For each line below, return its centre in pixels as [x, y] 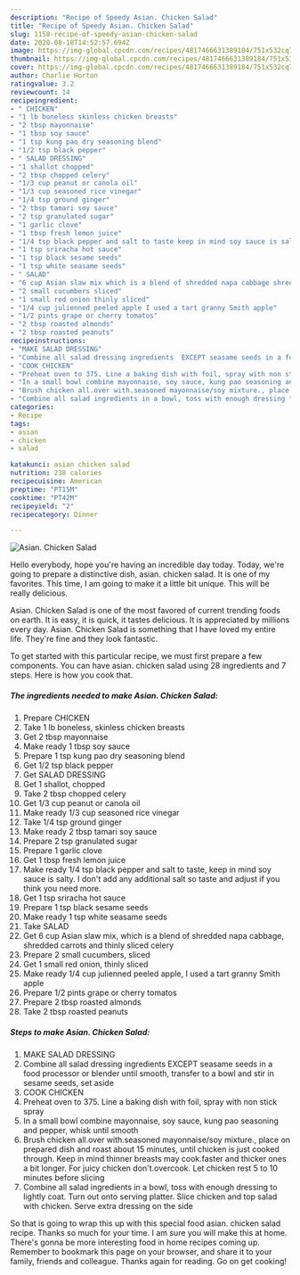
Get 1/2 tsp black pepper [68, 765]
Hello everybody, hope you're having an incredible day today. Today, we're [147, 565]
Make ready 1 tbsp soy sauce [77, 746]
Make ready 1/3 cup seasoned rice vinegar [101, 813]
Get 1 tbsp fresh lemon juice [74, 860]
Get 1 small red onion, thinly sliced [85, 965]
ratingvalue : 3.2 [42, 84]
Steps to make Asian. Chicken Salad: [80, 1032]
